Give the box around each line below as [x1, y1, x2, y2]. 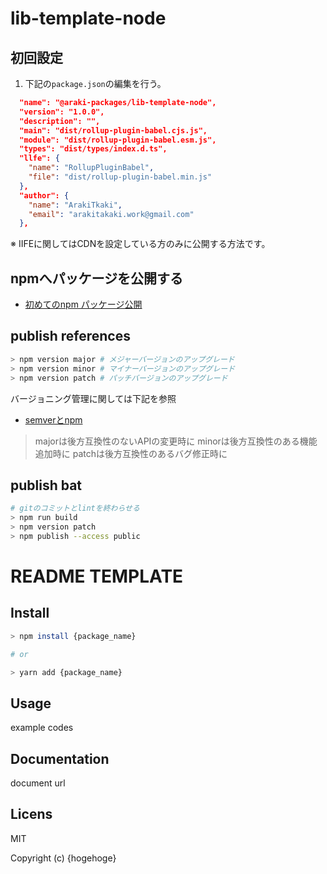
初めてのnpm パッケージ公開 [24, 298, 143, 311]
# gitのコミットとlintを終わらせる [10, 503, 140, 514]
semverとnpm [24, 413, 83, 426]
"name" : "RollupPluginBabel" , [28, 163, 155, 173]
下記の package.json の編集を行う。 [24, 78, 167, 89]
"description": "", [19, 116, 101, 126]
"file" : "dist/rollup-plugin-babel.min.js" [28, 172, 213, 182]
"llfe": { [19, 153, 60, 164]
